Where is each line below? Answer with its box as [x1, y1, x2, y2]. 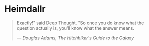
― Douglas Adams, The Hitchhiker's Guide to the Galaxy [16, 35, 134, 41]
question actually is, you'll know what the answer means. [16, 25, 134, 31]
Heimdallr [4, 3, 46, 15]
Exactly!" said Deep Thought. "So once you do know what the [16, 20, 144, 26]
